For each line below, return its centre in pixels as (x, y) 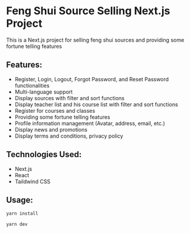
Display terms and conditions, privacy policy (69, 136)
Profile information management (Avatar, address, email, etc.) (90, 123)
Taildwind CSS (32, 181)
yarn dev (17, 224)
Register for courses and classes (55, 110)
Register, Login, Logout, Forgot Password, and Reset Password (92, 79)
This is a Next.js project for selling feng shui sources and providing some (95, 40)
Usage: (20, 200)
